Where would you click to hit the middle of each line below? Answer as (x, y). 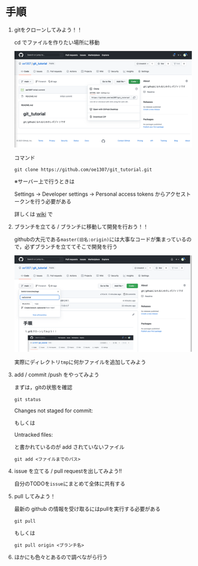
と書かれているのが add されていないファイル (69, 447)
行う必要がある (53, 202)
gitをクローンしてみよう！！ (48, 30)
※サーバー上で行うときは (44, 182)
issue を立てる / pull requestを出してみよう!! (68, 471)
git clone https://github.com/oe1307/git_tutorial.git (83, 170)
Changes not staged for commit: (53, 411)
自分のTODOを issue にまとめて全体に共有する (69, 484)
